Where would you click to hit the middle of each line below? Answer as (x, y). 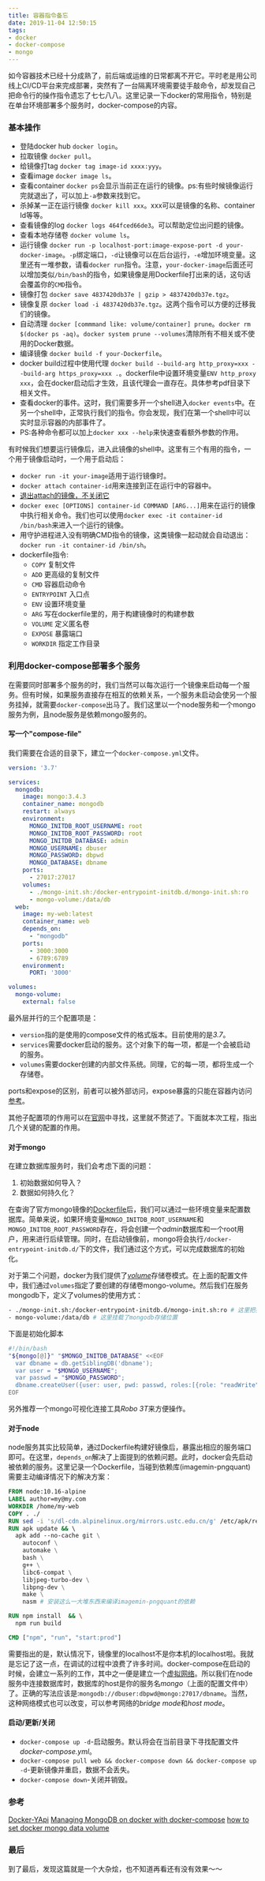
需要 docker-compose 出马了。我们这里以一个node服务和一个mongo (149, 704)
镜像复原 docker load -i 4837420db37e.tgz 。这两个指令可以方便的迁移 (134, 304)
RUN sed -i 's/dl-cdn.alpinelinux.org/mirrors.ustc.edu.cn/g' (112, 1521)
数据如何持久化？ (47, 1193)
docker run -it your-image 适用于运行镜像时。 (95, 476)
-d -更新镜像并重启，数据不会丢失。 (77, 1770)
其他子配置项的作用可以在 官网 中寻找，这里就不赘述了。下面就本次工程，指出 (132, 1117)
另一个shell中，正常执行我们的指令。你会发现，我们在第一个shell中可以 (135, 413)
